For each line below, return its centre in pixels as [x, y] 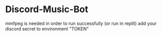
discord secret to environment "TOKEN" [47, 28]
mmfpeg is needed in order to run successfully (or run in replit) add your [81, 23]
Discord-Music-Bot [47, 9]
